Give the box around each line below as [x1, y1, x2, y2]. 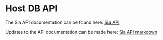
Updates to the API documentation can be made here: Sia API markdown [5, 29, 158, 35]
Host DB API [5, 3, 58, 14]
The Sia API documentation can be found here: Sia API [5, 19, 120, 25]
